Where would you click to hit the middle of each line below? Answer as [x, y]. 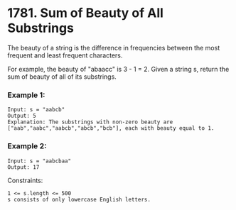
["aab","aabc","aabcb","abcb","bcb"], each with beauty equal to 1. [111, 128]
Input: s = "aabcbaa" [39, 161]
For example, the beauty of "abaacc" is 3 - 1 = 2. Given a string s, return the [118, 69]
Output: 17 [23, 167]
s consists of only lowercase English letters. [79, 199]
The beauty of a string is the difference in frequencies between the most [114, 48]
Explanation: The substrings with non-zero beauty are [90, 122]
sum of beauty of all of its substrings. [62, 77]
